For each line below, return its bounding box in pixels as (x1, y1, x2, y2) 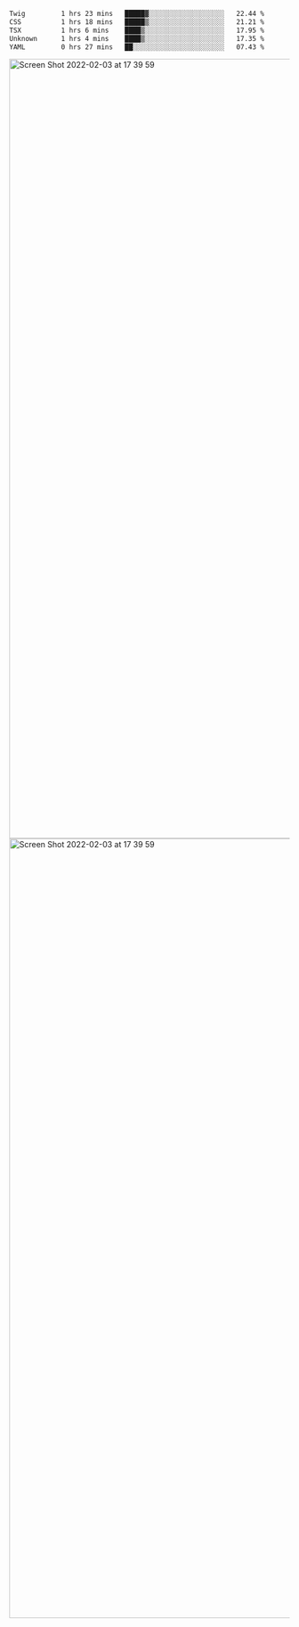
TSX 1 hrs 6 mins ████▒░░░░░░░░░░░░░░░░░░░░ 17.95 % (9, 26, 265, 35)
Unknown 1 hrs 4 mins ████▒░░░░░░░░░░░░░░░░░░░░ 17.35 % (9, 34, 265, 43)
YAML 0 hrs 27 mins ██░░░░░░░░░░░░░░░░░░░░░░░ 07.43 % (9, 42, 265, 52)
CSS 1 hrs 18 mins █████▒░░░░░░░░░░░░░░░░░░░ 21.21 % (9, 17, 265, 27)
